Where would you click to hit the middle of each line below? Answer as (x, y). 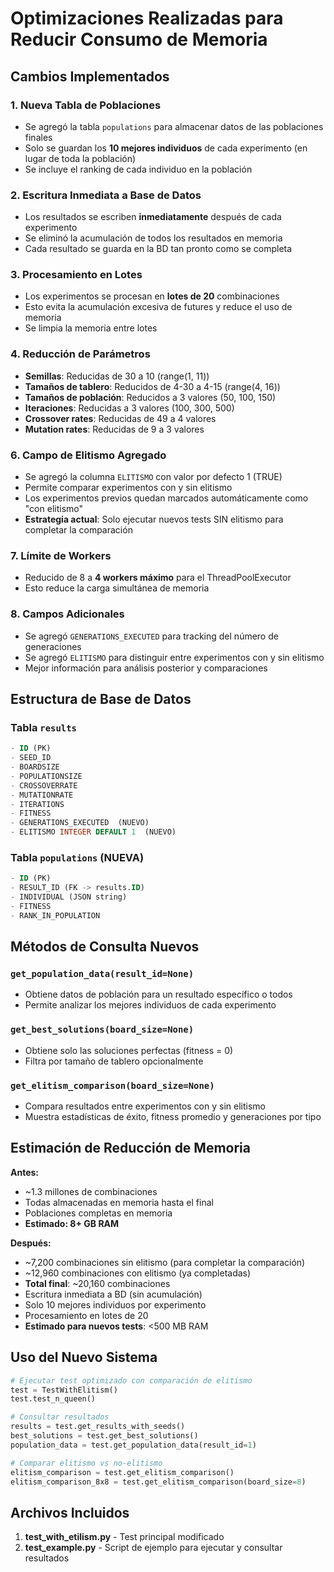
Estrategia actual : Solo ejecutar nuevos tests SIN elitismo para (154, 519)
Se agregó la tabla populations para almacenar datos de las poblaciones (174, 126)
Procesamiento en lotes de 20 (86, 1315)
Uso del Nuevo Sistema (84, 1357)
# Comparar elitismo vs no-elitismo (86, 1463)
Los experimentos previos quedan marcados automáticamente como (166, 498)
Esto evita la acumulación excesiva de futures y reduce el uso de (158, 307)
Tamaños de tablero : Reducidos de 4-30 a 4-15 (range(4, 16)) (152, 386)
